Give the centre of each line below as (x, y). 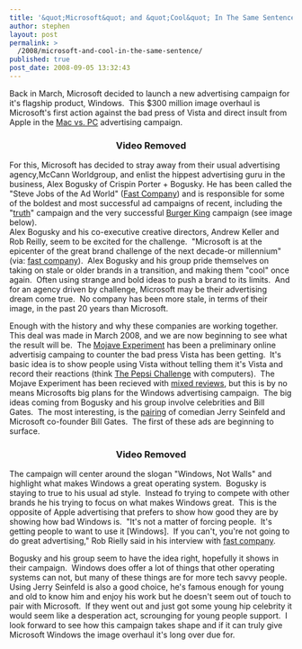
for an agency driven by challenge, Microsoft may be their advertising (138, 290)
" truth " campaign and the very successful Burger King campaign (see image (151, 213)
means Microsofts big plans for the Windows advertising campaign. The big (151, 393)
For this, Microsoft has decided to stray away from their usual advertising (145, 165)
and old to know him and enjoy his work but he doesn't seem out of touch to (151, 597)
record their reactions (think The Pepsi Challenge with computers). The (142, 374)
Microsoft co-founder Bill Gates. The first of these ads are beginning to (142, 422)
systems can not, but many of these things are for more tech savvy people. (148, 578)
